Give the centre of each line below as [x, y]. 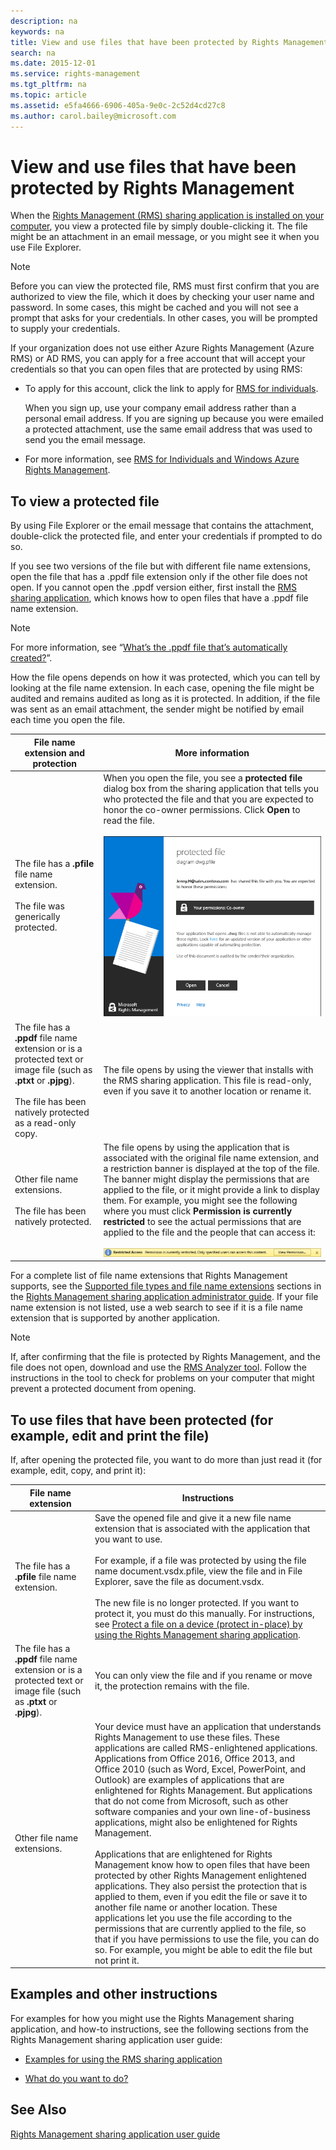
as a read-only [45, 1122]
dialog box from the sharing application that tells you [211, 788]
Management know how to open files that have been [202, 1864]
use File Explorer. [46, 247]
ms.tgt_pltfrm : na [48, 85]
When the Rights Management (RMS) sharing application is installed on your [167, 216]
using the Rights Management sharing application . [197, 1635]
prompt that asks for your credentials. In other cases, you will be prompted [164, 318]
